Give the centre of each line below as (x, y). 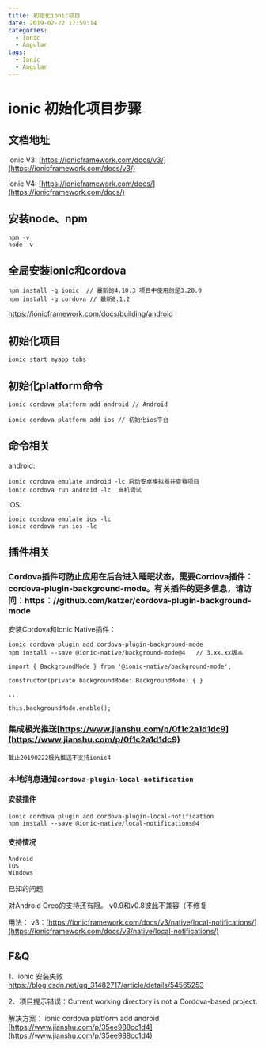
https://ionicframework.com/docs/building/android (91, 314)
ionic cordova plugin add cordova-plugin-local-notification (111, 816)
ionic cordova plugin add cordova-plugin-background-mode (106, 644)
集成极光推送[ (34, 729)
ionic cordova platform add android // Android (88, 404)
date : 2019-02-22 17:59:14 (53, 23)
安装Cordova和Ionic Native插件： (62, 629)
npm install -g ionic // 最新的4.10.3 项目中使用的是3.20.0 (105, 291)
